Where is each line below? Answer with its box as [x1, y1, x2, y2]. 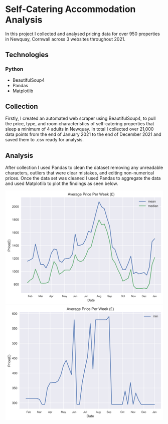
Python [5, 66, 24, 73]
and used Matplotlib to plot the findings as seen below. [5, 180, 118, 186]
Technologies [5, 51, 49, 59]
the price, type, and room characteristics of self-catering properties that [5, 121, 154, 127]
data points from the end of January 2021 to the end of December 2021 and [5, 131, 161, 137]
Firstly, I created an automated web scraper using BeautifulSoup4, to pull [5, 115, 156, 121]
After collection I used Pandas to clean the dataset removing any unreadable [5, 164, 163, 171]
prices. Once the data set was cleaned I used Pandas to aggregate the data [5, 175, 161, 181]
